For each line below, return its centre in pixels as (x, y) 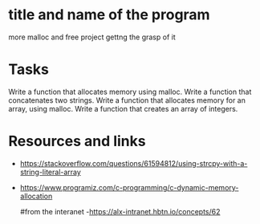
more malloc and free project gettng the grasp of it (92, 37)
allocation (36, 196)
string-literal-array (51, 172)
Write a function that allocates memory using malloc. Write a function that (130, 92)
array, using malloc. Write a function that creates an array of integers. (123, 108)
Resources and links (77, 141)
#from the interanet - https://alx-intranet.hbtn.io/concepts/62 (120, 211)
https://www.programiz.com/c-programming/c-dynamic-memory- (129, 187)
